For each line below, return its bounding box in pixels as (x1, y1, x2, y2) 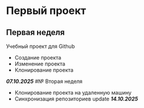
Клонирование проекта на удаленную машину (14, 89, 132, 96)
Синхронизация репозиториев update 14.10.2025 (14, 95, 138, 102)
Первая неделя (6, 27, 65, 37)
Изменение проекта (14, 60, 66, 67)
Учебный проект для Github (6, 43, 75, 50)
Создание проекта (14, 54, 62, 61)
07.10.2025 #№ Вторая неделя (6, 78, 83, 85)
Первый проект (6, 4, 86, 18)
